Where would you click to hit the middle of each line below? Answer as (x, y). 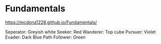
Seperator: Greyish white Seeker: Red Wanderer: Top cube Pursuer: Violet (80, 32)
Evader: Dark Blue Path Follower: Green (45, 37)
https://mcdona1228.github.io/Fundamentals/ (51, 22)
